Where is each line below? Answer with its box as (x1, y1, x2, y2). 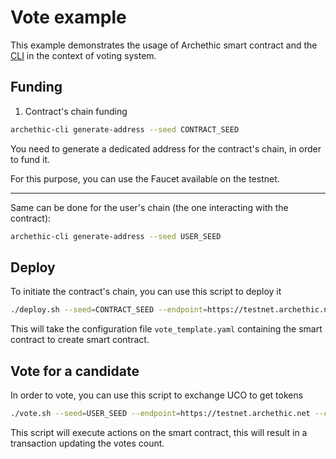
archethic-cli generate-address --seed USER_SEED (10, 231, 222, 241)
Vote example (10, 6, 127, 29)
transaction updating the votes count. (10, 437, 165, 449)
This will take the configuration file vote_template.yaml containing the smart (10, 323, 323, 335)
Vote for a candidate (10, 362, 140, 380)
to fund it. (10, 153, 51, 165)
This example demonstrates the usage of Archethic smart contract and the (10, 39, 318, 51)
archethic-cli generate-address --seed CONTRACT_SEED (10, 124, 240, 135)
